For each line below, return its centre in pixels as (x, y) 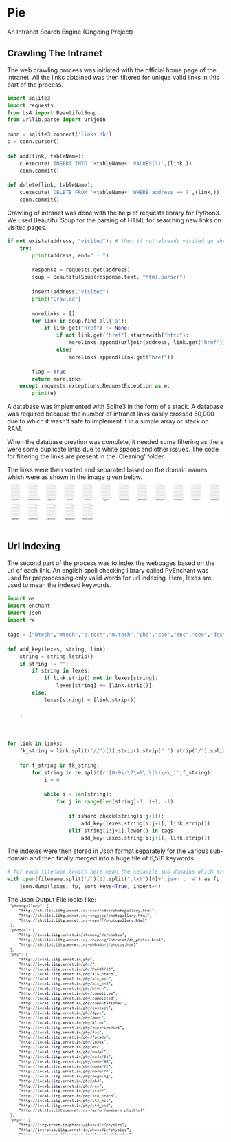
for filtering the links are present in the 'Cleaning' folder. (86, 456)
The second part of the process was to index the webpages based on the (111, 563)
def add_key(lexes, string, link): (58, 649)
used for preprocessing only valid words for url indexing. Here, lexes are (109, 578)
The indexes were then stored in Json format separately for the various (108, 851)
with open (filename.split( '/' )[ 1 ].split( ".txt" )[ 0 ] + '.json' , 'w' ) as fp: (115, 879)
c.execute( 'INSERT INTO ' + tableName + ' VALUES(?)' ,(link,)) (106, 163)
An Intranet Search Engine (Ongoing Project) (70, 32)
